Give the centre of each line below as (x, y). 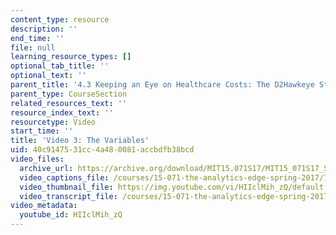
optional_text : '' (48, 76)
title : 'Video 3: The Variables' (80, 141)
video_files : (37, 159)
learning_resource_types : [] (71, 57)
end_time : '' (37, 38)
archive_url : (46, 168)
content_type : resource (60, 19)
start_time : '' (42, 131)
